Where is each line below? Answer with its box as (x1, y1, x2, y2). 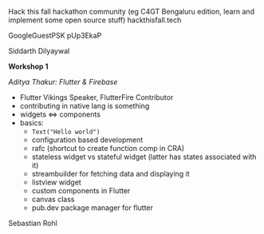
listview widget (31, 177, 81, 187)
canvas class (31, 195, 75, 204)
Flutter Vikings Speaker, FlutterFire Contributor (19, 93, 174, 102)
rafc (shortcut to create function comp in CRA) (31, 144, 185, 153)
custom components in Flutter (31, 186, 131, 195)
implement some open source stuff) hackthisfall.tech (8, 15, 182, 25)
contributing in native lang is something (19, 101, 150, 110)
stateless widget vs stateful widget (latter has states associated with (31, 152, 257, 161)
